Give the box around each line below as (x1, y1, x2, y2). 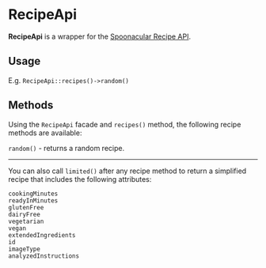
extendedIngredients (8, 231, 77, 239)
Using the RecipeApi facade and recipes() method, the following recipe (8, 119, 241, 129)
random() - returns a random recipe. (8, 143, 125, 153)
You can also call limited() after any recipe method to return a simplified (8, 166, 247, 176)
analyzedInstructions (8, 251, 80, 260)
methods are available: (8, 128, 82, 138)
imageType (8, 245, 41, 253)
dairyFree (8, 210, 41, 218)
